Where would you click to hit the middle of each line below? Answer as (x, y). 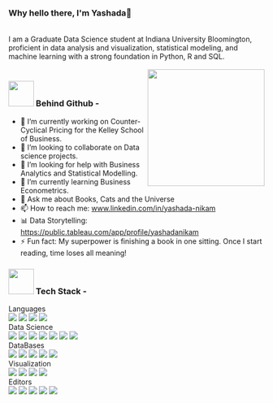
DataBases (26, 345)
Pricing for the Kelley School (96, 130)
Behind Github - (67, 103)
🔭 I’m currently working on (64, 121)
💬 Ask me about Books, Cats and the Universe (97, 199)
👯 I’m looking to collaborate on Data (80, 147)
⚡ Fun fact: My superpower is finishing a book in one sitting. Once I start (141, 241)
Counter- (125, 121)
